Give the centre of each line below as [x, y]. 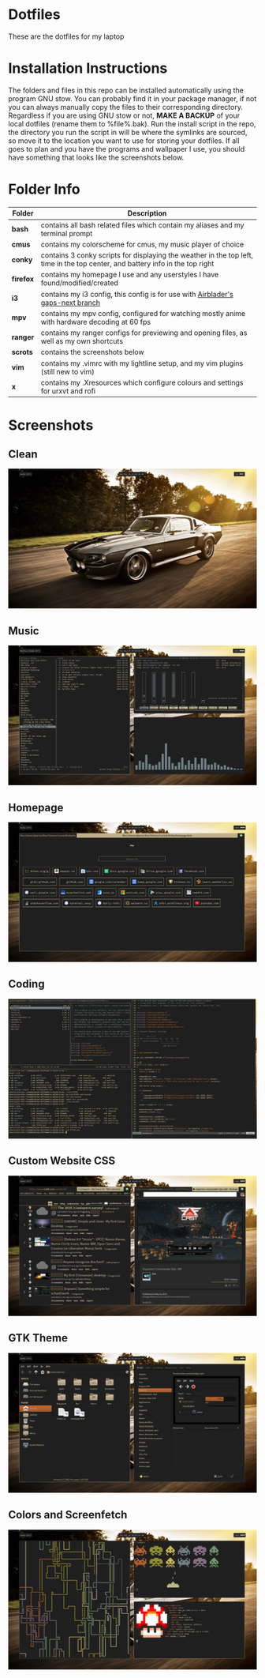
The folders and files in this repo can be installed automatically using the [126, 90]
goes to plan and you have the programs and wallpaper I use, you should [127, 149]
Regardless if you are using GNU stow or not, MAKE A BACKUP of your [124, 115]
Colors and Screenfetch [68, 1515]
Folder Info [44, 189]
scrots [22, 352]
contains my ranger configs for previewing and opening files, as [144, 333]
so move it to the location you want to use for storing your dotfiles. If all [124, 141]
